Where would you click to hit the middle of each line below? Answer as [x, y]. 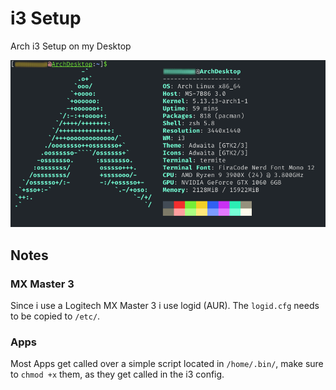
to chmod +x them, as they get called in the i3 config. [117, 374]
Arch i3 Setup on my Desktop [71, 46]
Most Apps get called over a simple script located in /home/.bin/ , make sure [167, 364]
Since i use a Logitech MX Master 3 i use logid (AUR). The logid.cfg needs [165, 306]
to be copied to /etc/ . [55, 316]
